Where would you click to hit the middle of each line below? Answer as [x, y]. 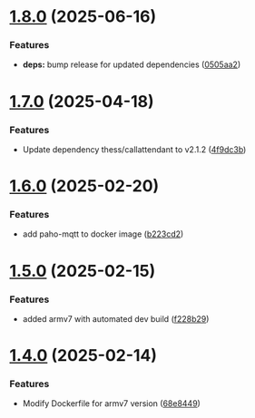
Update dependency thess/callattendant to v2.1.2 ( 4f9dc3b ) [134, 149]
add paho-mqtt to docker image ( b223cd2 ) [103, 234]
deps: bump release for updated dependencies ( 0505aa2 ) [132, 64]
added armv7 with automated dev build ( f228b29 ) [116, 318]
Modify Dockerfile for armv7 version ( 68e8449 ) [112, 403]
